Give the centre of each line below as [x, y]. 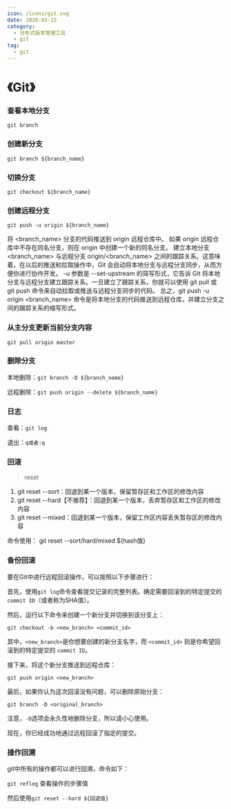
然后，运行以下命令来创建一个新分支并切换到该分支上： [86, 615]
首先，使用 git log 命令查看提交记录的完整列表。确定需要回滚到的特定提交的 [115, 591]
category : [21, 26]
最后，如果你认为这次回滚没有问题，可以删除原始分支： [86, 691]
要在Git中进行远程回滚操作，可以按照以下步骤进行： [81, 577]
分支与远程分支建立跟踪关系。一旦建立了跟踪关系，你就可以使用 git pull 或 [112, 282]
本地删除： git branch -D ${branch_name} [66, 377]
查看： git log [27, 428]
